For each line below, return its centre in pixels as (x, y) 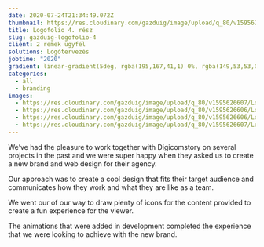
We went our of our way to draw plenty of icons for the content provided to (130, 202)
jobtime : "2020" (35, 60)
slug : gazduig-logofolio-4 (52, 37)
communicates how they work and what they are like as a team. (111, 187)
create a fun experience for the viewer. (71, 211)
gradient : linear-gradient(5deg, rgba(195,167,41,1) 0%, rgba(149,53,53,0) (135, 67)
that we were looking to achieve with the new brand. (93, 234)
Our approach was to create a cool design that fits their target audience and (131, 179)
